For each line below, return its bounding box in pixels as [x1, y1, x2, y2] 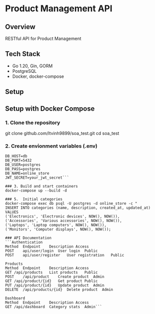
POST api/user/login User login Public [5, 249, 98, 253]
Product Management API [5, 3, 113, 14]
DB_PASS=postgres [5, 167, 41, 172]
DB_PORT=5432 [5, 158, 32, 163]
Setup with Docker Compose [5, 104, 95, 113]
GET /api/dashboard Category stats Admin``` [5, 305, 102, 310]
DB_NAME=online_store [5, 171, 50, 176]
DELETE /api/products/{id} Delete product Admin [5, 287, 113, 292]
